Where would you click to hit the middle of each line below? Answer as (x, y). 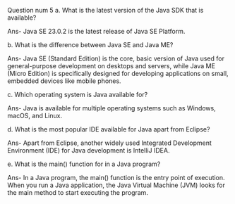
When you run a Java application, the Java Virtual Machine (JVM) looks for (116, 185)
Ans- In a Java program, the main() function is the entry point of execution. (116, 178)
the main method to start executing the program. (78, 192)
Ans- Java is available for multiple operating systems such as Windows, (112, 108)
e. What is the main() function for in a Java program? (84, 164)
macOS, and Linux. (35, 116)
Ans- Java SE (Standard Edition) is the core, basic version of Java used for (116, 58)
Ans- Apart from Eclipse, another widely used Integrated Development (109, 143)
